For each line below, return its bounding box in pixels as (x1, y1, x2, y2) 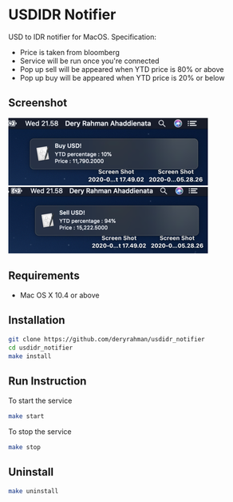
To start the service (8, 396, 73, 405)
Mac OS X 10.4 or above (19, 290, 100, 300)
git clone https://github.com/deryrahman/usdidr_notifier (8, 336, 205, 344)
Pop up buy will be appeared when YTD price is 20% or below (19, 73, 225, 82)
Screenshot (8, 96, 68, 110)
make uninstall (8, 488, 59, 496)
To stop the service (8, 426, 72, 436)
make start (8, 412, 45, 420)
